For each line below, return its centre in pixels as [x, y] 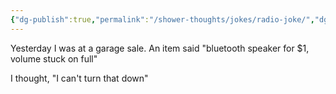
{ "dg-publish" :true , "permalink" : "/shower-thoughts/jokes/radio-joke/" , [162, 19]
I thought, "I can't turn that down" [79, 78]
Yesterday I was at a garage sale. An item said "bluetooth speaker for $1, [160, 48]
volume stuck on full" [54, 58]
